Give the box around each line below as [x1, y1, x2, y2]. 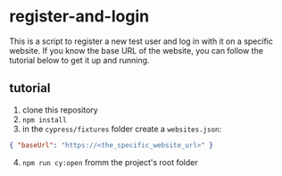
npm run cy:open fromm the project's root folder [21, 156, 198, 167]
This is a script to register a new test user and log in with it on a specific [9, 36, 274, 46]
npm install [21, 115, 67, 124]
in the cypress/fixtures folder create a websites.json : [21, 123, 222, 134]
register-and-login [9, 6, 150, 27]
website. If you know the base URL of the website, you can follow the [9, 45, 263, 55]
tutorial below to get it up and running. [9, 54, 150, 65]
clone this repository [21, 105, 98, 115]
